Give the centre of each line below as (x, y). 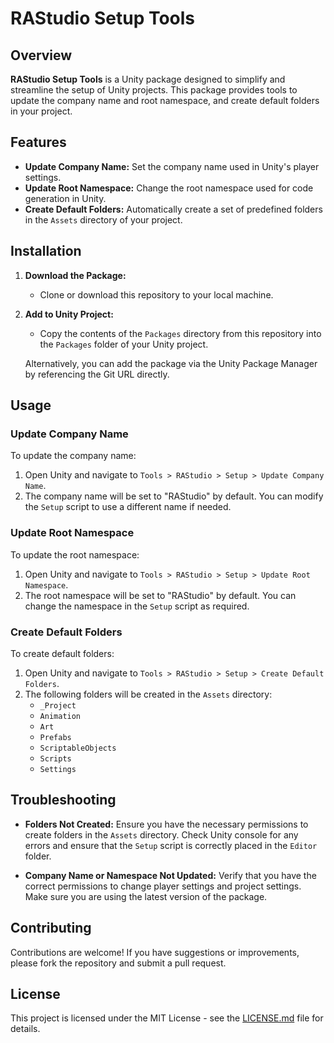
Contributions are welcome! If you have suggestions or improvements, (155, 952)
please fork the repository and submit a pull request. (118, 963)
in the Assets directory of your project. (103, 219)
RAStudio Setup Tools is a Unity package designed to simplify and (148, 79)
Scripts (55, 758)
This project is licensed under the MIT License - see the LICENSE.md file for (167, 1018)
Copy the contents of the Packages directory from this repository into (180, 333)
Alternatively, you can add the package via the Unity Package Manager (171, 363)
